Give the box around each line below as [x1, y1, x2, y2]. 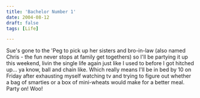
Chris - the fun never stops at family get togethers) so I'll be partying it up [6, 53, 189, 60]
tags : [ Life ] [6, 25, 39, 32]
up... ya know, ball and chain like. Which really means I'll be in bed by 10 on [6, 66, 192, 73]
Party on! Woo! [6, 85, 43, 93]
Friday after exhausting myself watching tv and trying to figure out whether [6, 72, 192, 79]
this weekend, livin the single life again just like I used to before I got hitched [6, 60, 195, 67]
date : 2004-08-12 [6, 14, 50, 20]
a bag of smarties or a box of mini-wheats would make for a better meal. [6, 79, 184, 86]
